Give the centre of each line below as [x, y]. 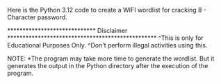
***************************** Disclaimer [67, 31]
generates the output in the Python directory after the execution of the [108, 66]
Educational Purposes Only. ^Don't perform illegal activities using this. [107, 45]
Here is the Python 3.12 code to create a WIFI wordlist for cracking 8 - [107, 10]
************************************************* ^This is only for [105, 38]
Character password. [37, 17]
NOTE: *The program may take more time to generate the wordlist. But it [111, 59]
